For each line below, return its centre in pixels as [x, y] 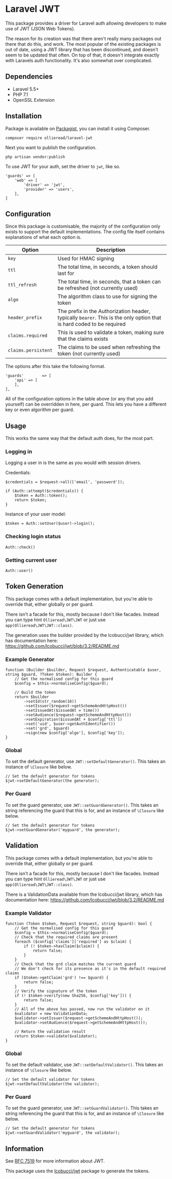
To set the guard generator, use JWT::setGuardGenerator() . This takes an [82, 805]
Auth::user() [19, 571]
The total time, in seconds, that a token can [109, 282]
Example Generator [30, 659]
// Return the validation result [50, 1031]
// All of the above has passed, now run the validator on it [82, 1009]
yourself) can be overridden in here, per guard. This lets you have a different [86, 404]
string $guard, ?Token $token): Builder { [51, 675]
